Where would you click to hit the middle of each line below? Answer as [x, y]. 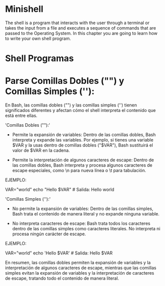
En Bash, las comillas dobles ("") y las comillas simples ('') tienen [71, 105]
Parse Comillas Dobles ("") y [65, 81]
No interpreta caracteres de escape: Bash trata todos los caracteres [81, 223]
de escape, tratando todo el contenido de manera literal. [62, 278]
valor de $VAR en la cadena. [41, 150]
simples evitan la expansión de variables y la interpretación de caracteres [80, 273]
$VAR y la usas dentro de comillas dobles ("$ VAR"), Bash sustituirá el [83, 145]
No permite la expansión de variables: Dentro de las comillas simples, [83, 209]
